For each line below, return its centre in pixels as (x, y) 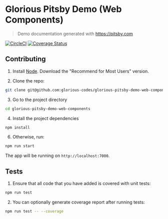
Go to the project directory (40, 99)
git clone (15, 90)
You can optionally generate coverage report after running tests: (78, 202)
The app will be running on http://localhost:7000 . (57, 155)
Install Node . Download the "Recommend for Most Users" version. (80, 71)
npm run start (20, 146)
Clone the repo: (28, 80)
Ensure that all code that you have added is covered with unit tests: (81, 183)
